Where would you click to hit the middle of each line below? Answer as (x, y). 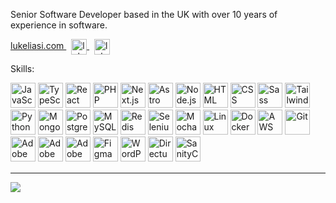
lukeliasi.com (37, 46)
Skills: (22, 68)
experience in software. (59, 25)
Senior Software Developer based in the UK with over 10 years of (144, 14)
